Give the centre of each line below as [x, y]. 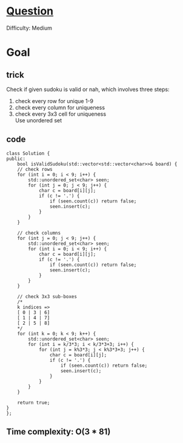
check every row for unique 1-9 [54, 101]
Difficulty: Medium [29, 28]
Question [30, 11]
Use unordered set [38, 120]
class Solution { [28, 153]
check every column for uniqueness [60, 107]
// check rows [35, 169]
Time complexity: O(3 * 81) [58, 432]
